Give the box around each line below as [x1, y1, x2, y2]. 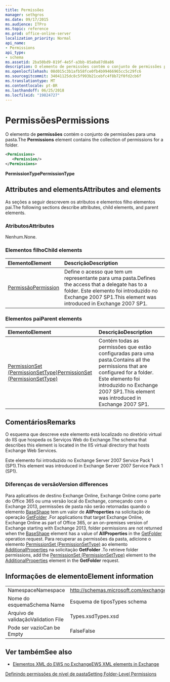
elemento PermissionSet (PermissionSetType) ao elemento [5, 541, 128, 547]
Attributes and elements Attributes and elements [5, 185, 161, 194]
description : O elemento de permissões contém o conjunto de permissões [5, 64, 162, 69]
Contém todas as [98, 337, 139, 344]
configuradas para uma [98, 349, 154, 357]
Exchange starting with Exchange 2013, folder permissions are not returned [5, 525, 163, 531]
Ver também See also [5, 647, 72, 656]
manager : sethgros [5, 12, 44, 17]
